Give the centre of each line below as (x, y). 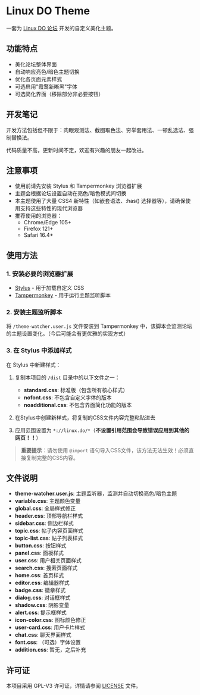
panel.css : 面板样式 (39, 553)
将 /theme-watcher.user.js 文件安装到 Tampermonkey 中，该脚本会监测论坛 (99, 326)
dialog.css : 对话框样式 (43, 598)
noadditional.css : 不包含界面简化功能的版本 (78, 405)
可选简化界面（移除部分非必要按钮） (59, 94)
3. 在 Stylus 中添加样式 (39, 350)
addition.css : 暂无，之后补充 (50, 650)
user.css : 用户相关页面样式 (48, 561)
